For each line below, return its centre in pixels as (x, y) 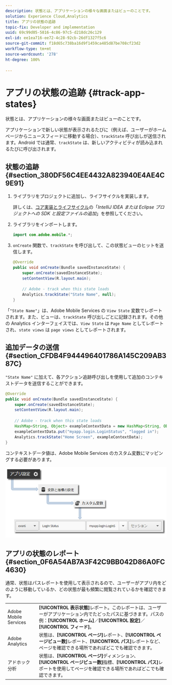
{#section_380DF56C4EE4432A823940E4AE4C (85, 175)
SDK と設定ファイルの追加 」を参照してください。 (93, 214)
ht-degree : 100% (23, 60)
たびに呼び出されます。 (34, 149)
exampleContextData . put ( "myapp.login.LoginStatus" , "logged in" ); (87, 432)
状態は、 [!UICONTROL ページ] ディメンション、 (89, 656)
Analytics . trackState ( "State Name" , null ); (69, 295)
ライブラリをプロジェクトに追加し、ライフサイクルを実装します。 (82, 196)
